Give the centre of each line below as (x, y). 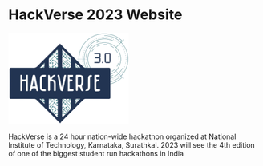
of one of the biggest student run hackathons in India (96, 153)
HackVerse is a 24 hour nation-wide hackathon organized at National (122, 136)
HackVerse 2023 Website (95, 15)
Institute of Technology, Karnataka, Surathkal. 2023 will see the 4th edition (131, 144)
